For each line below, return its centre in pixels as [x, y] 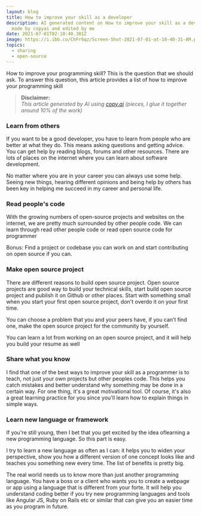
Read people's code [36, 204]
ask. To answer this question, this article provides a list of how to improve [97, 80]
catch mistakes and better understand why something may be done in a [95, 385]
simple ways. [22, 404]
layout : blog [22, 12]
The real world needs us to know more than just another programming [92, 475]
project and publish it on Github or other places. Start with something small [98, 295]
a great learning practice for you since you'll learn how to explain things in [98, 398]
